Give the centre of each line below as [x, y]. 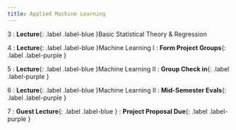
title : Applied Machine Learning [57, 14]
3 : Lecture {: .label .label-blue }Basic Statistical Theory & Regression [107, 34]
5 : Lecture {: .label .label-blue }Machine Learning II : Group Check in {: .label [118, 69]
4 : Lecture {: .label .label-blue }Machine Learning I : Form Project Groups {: [117, 47]
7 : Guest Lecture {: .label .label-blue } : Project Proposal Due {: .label [107, 111]
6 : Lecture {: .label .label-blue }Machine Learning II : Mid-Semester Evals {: [117, 90]
